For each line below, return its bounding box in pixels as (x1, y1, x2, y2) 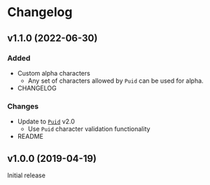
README (17, 132, 44, 141)
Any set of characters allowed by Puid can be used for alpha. (27, 76, 204, 85)
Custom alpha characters (17, 69, 91, 77)
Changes (7, 101, 39, 111)
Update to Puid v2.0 (17, 117, 76, 126)
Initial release (7, 171, 45, 179)
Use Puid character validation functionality (27, 125, 150, 133)
